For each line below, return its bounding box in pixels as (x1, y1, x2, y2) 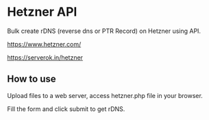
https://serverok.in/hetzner (7, 53, 84, 62)
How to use (7, 73, 56, 85)
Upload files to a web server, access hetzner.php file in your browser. (7, 91, 204, 99)
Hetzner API (7, 4, 77, 20)
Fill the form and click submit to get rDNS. (7, 104, 125, 113)
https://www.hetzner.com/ (7, 40, 82, 48)
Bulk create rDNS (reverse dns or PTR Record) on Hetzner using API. (7, 27, 201, 35)
